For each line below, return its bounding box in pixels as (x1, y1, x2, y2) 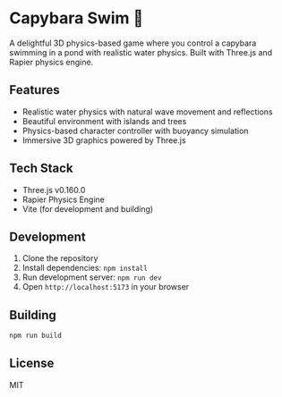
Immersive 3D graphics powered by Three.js (21, 134, 186, 146)
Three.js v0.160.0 (21, 184, 86, 195)
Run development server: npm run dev (21, 272, 162, 283)
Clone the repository (21, 253, 98, 264)
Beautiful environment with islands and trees (21, 115, 187, 126)
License (9, 356, 55, 371)
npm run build (9, 331, 63, 341)
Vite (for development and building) (21, 203, 154, 214)
